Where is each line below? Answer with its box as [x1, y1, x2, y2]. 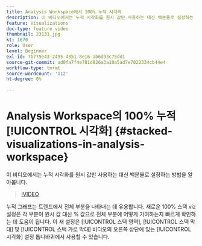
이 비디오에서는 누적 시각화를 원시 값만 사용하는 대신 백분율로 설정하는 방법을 [6, 171, 187, 178]
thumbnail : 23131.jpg [6, 31, 61, 37]
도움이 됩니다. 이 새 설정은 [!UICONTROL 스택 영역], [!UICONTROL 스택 [19, 218, 189, 225]
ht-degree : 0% [6, 76, 42, 82]
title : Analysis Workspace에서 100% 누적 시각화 [6, 8, 122, 15]
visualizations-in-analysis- [6, 137, 145, 151]
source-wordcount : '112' [6, 71, 69, 77]
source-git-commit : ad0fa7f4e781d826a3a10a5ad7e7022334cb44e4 [6, 59, 166, 65]
